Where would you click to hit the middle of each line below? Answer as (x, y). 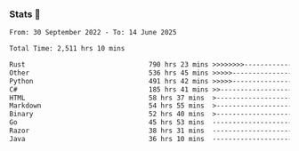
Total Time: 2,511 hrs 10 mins (67, 49)
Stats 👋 (25, 14)
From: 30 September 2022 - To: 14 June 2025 (93, 33)
